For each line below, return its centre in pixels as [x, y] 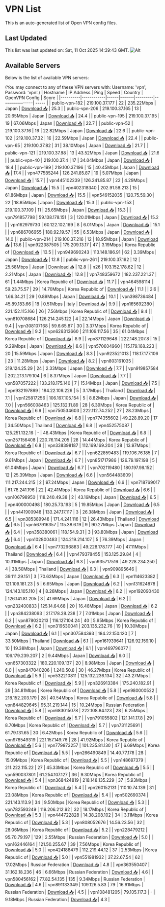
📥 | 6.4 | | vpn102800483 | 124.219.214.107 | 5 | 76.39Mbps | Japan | [75, 539]
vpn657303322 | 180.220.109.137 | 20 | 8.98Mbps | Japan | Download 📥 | [80, 663]
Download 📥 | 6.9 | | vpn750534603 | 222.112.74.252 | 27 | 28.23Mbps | [78, 410]
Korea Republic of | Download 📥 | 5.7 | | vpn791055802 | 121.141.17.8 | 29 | [80, 718]
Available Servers [33, 66]
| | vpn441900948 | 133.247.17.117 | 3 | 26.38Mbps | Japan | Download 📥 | [80, 512]
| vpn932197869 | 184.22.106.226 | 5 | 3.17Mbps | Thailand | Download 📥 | [80, 390]
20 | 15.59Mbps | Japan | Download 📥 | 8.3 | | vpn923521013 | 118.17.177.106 [82, 353]
